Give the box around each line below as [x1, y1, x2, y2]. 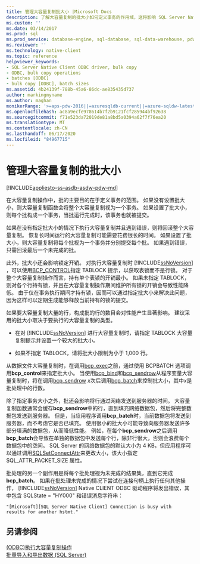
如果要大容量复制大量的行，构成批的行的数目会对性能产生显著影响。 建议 [6, 309, 185, 316]
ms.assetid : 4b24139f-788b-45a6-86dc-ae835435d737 [6, 87, 135, 93]
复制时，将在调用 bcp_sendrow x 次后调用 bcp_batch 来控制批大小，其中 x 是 [11, 377, 192, 384]
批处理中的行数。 [6, 384, 48, 392]
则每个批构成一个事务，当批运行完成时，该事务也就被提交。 [6, 211, 152, 218]
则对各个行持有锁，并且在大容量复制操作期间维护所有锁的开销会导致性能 [6, 281, 183, 288]
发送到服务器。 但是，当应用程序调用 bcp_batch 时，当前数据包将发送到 [16, 412, 191, 419]
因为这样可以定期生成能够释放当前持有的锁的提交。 [6, 296, 132, 303]
